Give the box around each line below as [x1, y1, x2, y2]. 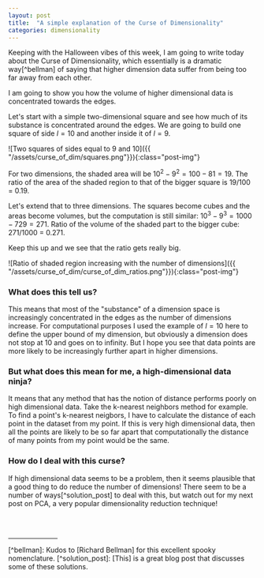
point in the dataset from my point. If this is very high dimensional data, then [8, 419, 255, 429]
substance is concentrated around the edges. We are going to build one [8, 120, 242, 130]
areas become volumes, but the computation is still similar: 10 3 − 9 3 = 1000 [8, 210, 252, 220]
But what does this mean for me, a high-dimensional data [8, 366, 232, 377]
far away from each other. [8, 73, 92, 83]
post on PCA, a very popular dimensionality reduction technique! [8, 498, 218, 508]
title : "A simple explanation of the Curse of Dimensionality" [8, 19, 224, 27]
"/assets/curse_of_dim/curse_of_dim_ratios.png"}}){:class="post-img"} [8, 266, 239, 276]
